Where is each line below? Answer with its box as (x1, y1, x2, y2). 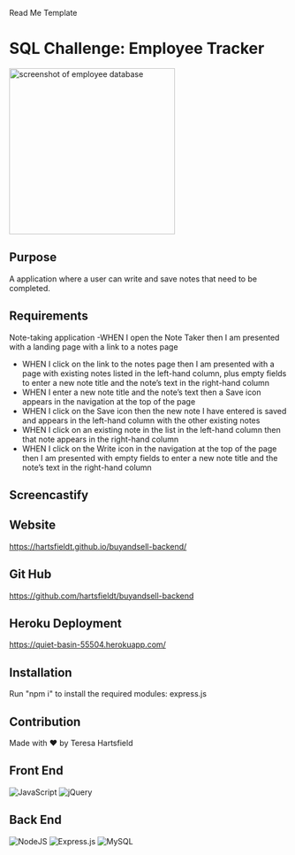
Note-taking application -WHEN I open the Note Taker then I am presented (9, 332, 280, 343)
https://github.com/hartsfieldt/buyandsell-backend (9, 590, 194, 601)
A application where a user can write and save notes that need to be (9, 273, 258, 284)
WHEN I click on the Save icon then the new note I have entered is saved (21, 405, 287, 416)
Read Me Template (9, 8, 78, 18)
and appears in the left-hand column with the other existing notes (21, 415, 261, 426)
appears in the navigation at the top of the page (21, 396, 196, 406)
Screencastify (9, 487, 89, 503)
